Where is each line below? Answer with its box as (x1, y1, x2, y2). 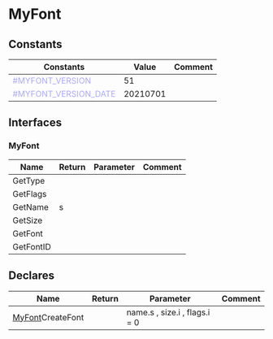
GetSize (12, 215, 43, 226)
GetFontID (12, 241, 51, 252)
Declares (8, 269, 55, 283)
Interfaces (8, 115, 63, 130)
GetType (12, 175, 45, 186)
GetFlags (12, 188, 47, 199)
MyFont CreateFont (12, 311, 84, 323)
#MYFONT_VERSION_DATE (12, 89, 116, 99)
